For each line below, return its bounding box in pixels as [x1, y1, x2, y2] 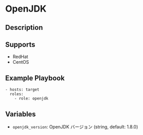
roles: [10, 92, 24, 97]
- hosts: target [5, 87, 39, 93]
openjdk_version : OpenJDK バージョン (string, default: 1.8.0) [12, 124, 138, 130]
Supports [5, 40, 35, 49]
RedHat [12, 54, 29, 60]
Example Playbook [5, 74, 65, 82]
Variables [5, 110, 36, 118]
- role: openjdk [14, 96, 49, 101]
